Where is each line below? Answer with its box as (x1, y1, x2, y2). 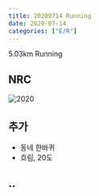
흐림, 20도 (19, 153, 53, 162)
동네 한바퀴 (19, 143, 56, 152)
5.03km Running (8, 49, 63, 59)
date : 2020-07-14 (8, 19, 67, 28)
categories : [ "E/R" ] (8, 27, 78, 35)
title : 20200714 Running (8, 11, 92, 20)
